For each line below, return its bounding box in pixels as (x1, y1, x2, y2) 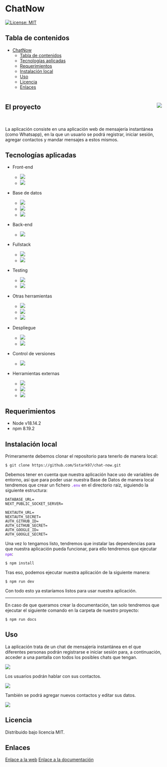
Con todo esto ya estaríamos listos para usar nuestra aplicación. (5, 588, 137, 593)
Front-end (12, 164, 33, 170)
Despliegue (12, 325, 36, 331)
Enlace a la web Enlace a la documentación (5, 757, 94, 763)
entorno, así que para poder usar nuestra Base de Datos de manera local (5, 477, 154, 482)
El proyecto (5, 103, 41, 111)
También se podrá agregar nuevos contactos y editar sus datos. (5, 692, 136, 698)
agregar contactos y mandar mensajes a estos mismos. (5, 136, 118, 142)
